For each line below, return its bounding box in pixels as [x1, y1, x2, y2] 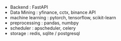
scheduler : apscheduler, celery [10, 25, 76, 31]
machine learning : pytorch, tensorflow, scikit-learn [10, 15, 116, 20]
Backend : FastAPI [10, 4, 48, 10]
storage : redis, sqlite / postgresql [10, 31, 80, 36]
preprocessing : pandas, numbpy [10, 20, 79, 26]
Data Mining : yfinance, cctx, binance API [10, 9, 96, 15]
